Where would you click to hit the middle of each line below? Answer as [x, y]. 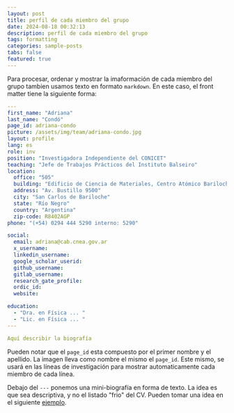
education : [23, 306]
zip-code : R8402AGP [42, 217]
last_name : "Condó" [36, 119]
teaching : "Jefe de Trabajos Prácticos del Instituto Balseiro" [102, 164]
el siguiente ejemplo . [37, 402]
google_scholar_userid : [48, 261]
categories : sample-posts [45, 46]
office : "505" [34, 178]
